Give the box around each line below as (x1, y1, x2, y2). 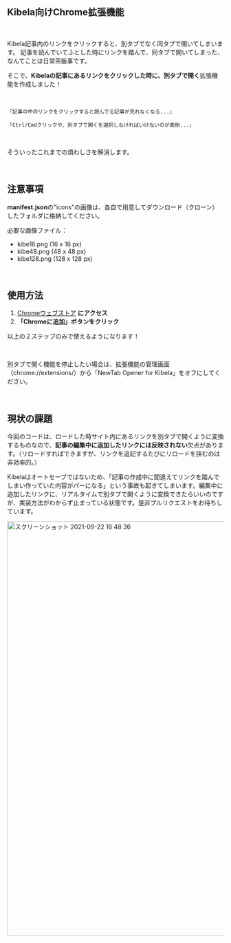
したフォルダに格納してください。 (7, 211, 104, 220)
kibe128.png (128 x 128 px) (16, 254, 93, 263)
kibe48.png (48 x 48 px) (16, 247, 87, 255)
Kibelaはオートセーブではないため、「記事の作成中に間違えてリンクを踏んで (7, 473, 220, 481)
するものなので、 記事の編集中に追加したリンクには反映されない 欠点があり (7, 441, 218, 449)
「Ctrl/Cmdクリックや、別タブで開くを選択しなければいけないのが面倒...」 (7, 121, 195, 129)
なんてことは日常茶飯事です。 (7, 56, 91, 65)
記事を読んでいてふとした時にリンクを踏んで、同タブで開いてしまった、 (20, 47, 224, 56)
